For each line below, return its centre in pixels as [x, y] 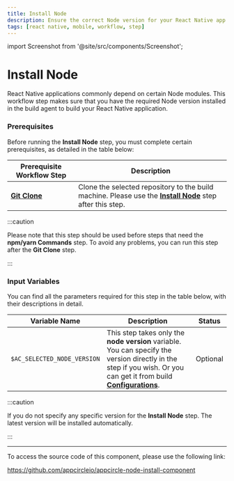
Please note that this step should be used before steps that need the [106, 235]
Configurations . [133, 385]
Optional [209, 358]
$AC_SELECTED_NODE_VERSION [55, 358]
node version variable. [144, 341]
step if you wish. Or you [146, 368]
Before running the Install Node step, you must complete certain [100, 142]
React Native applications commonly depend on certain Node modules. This [116, 94]
